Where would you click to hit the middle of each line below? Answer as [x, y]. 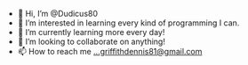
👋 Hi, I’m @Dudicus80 [58, 14]
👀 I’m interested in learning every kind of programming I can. [128, 23]
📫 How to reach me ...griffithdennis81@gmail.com [110, 51]
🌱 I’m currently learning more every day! [91, 32]
